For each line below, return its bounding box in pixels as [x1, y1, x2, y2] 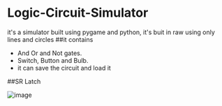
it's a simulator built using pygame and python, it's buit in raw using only [7, 28, 215, 36]
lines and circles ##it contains [7, 35, 94, 43]
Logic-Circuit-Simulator [7, 5, 149, 21]
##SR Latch [7, 77, 41, 85]
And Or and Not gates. [17, 49, 82, 57]
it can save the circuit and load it [17, 63, 112, 72]
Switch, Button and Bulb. [17, 56, 89, 64]
